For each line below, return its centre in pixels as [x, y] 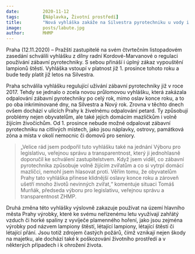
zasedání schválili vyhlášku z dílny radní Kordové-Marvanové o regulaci [92, 56]
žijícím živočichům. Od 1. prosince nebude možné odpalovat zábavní [88, 123]
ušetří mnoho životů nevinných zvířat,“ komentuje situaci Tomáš [97, 184]
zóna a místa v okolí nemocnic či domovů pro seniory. [71, 135]
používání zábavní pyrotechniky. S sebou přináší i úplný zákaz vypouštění [95, 62]
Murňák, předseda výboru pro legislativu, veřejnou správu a [92, 190]
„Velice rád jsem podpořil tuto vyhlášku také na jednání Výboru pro [100, 147]
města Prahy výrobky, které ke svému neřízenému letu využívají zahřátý [93, 214]
